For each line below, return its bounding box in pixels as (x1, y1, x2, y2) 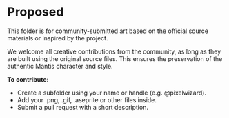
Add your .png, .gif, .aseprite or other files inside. (17, 95, 157, 104)
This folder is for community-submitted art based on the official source (7, 27, 209, 35)
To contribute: (7, 75, 49, 83)
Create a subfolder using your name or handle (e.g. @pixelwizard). (17, 88, 207, 97)
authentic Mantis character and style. (7, 62, 113, 70)
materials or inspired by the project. (7, 34, 108, 42)
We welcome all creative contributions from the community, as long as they (7, 47, 221, 56)
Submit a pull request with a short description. (17, 103, 148, 111)
